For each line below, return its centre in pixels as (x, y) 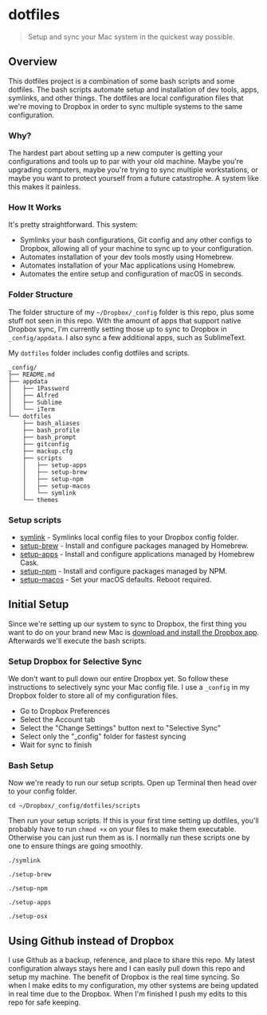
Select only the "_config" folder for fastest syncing (103, 737)
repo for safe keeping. (45, 1002)
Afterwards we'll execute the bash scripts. (77, 641)
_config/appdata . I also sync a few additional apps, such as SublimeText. (128, 337)
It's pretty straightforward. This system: (73, 225)
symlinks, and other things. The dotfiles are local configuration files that (126, 98)
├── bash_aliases (51, 423)
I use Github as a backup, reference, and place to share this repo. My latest (132, 960)
